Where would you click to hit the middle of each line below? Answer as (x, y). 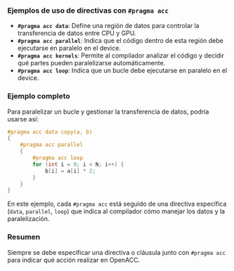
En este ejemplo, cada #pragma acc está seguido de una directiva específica (117, 204)
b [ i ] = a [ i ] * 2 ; (70, 171)
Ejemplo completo (39, 96)
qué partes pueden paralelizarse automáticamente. (91, 63)
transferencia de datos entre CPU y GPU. (77, 33)
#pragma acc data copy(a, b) (50, 132)
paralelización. (28, 219)
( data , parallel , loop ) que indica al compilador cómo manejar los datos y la (116, 211)
